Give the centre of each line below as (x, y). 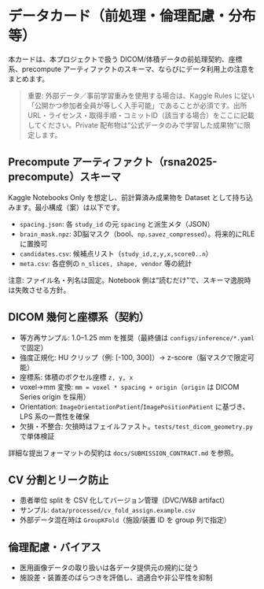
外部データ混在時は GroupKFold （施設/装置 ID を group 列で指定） (125, 520)
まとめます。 (29, 79)
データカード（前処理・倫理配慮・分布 (132, 16)
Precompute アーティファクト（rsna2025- (113, 162)
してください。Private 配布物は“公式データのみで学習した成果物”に (136, 125)
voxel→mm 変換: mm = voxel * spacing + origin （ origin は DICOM (129, 387)
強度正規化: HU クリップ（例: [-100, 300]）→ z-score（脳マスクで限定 (133, 357)
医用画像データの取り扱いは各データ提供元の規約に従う (109, 568)
